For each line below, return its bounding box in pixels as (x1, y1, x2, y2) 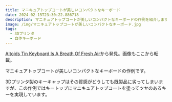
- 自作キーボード (10, 36, 41, 41)
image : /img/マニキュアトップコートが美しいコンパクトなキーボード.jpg (5, 21, 141, 27)
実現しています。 (14, 91, 50, 97)
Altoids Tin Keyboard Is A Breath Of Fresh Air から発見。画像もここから (5, 50, 154, 57)
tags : (5, 27, 17, 32)
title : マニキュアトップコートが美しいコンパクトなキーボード (5, 7, 121, 13)
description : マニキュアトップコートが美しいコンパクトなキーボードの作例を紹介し (5, 17, 161, 22)
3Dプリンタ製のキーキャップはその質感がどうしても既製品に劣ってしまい (5, 79, 159, 85)
